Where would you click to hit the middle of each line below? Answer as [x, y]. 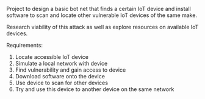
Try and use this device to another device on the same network [95, 89]
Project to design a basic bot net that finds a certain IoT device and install [99, 9]
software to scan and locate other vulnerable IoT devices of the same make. [102, 15]
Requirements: [24, 45]
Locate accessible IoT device [52, 57]
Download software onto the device [60, 76]
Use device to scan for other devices [62, 83]
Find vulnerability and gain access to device [70, 70]
